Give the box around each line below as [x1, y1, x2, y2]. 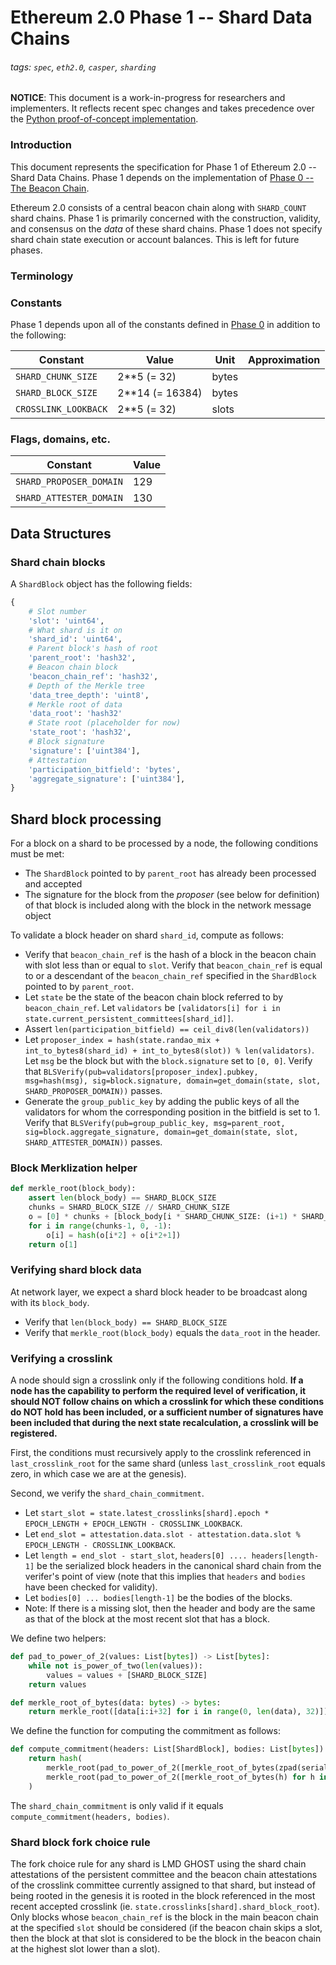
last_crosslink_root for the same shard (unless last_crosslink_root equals [10, 1457, 326, 1470]
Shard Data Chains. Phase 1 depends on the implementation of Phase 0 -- [10, 171, 315, 183]
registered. [10, 1427, 58, 1440]
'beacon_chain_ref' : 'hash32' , [28, 671, 159, 681]
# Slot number [28, 606, 87, 616]
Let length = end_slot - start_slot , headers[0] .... [24, 1549, 248, 1561]
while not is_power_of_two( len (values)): [28, 1661, 203, 1671]
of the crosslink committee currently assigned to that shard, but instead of [10, 1879, 316, 1891]
